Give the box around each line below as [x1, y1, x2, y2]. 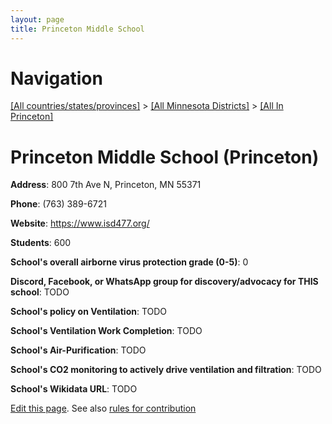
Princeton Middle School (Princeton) [10, 146, 320, 168]
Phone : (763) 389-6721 [10, 198, 107, 210]
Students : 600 [10, 237, 72, 249]
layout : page [10, 14, 65, 25]
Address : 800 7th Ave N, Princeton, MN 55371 [10, 179, 202, 191]
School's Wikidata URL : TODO [10, 383, 138, 395]
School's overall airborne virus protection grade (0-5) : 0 [10, 256, 249, 268]
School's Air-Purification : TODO [10, 344, 147, 356]
